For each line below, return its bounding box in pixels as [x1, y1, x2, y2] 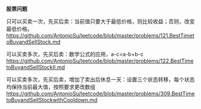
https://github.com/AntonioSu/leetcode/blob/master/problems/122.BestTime [6, 57, 194, 64]
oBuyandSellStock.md [6, 38, 61, 45]
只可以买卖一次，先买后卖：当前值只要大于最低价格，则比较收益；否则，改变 [6, 18, 195, 25]
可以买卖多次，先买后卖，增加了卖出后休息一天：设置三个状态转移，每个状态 [6, 76, 195, 83]
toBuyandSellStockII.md [6, 64, 65, 70]
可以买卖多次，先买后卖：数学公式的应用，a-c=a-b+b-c [6, 51, 144, 58]
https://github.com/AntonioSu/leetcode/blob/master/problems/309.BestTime [6, 90, 195, 97]
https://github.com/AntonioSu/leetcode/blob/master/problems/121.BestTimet [6, 32, 194, 39]
